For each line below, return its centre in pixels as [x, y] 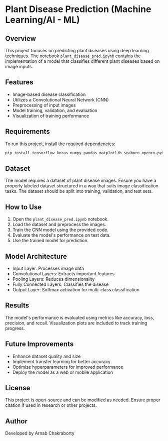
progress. [15, 328]
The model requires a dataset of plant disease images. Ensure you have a [81, 181]
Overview [21, 38]
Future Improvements [39, 344]
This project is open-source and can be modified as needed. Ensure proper [83, 400]
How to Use [23, 207]
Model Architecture [36, 256]
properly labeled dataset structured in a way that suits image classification [82, 186]
